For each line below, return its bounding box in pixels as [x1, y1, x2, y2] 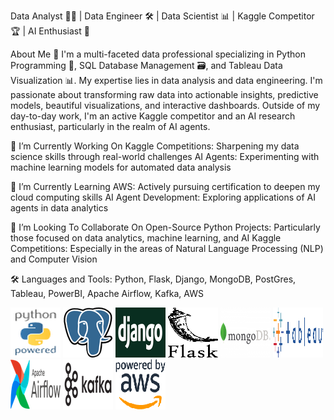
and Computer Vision [10, 253, 98, 265]
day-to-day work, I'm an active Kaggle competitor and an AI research [10, 110, 296, 122]
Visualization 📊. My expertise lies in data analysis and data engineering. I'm [10, 75, 323, 86]
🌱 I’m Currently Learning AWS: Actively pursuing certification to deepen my [10, 181, 321, 192]
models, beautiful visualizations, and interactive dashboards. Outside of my [10, 100, 321, 111]
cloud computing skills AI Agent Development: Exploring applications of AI [10, 191, 317, 203]
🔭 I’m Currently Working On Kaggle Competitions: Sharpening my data [10, 140, 300, 152]
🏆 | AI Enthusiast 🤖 [10, 25, 90, 37]
